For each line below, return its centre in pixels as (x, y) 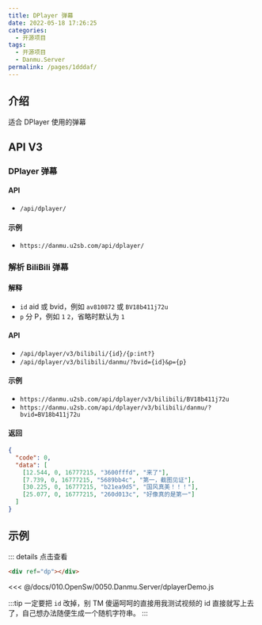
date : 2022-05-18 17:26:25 (53, 23)
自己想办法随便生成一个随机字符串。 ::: (85, 613)
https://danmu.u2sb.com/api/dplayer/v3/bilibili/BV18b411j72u (124, 399)
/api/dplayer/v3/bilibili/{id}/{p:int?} (87, 353)
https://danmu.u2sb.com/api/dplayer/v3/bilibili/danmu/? (116, 408)
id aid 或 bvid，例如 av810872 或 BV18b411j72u (94, 307)
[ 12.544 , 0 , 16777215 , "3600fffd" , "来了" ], (96, 472)
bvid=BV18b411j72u (50, 414)
